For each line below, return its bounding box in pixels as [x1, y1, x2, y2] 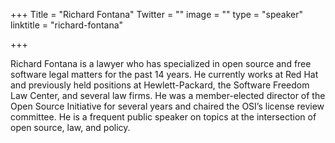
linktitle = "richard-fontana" [10, 19, 124, 31]
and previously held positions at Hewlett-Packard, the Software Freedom [10, 79, 310, 91]
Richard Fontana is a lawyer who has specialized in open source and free [10, 58, 312, 69]
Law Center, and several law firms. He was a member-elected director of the [10, 90, 326, 101]
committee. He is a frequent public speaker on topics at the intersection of [10, 111, 317, 123]
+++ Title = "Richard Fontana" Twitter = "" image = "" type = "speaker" [10, 9, 304, 20]
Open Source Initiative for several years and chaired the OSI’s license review [10, 100, 325, 112]
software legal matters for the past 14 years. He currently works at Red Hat [10, 69, 319, 80]
